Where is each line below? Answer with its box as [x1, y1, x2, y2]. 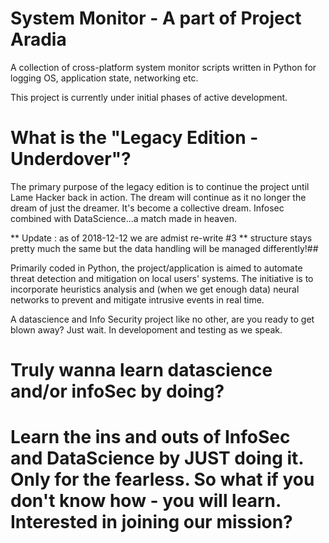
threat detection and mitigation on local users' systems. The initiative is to [10, 272, 314, 284]
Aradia [10, 28, 67, 51]
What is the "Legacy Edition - [10, 127, 259, 149]
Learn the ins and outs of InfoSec [10, 426, 291, 449]
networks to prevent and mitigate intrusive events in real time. [10, 293, 265, 306]
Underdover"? [10, 148, 132, 171]
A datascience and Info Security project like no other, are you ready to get [10, 313, 315, 325]
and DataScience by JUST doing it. [10, 447, 304, 470]
